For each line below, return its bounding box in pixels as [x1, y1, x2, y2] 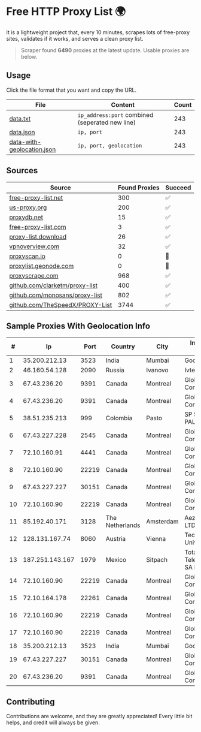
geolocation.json [9, 145, 56, 153]
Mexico [105, 556, 127, 564]
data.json [9, 128, 35, 136]
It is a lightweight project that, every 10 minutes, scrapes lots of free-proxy [6, 28, 190, 36]
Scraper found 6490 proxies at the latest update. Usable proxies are [20, 46, 190, 54]
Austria [105, 535, 126, 543]
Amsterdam [146, 517, 179, 526]
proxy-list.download [9, 232, 67, 240]
